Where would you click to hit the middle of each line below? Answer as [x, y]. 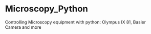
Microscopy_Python [47, 9]
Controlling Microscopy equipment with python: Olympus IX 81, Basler [75, 22]
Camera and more [23, 27]
